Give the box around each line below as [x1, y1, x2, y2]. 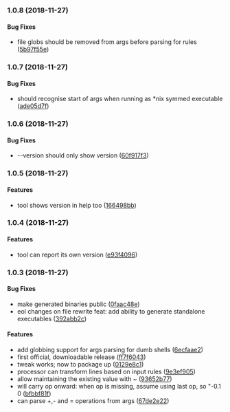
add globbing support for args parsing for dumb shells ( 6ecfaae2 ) [16, 345, 204, 354]
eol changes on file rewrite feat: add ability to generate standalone [16, 307, 205, 315]
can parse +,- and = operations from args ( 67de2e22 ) [16, 396, 170, 404]
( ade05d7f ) [16, 102, 49, 110]
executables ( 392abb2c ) [16, 314, 87, 323]
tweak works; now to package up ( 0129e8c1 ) [16, 360, 144, 368]
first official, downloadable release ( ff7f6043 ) [16, 353, 146, 361]
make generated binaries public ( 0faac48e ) [16, 300, 140, 308]
